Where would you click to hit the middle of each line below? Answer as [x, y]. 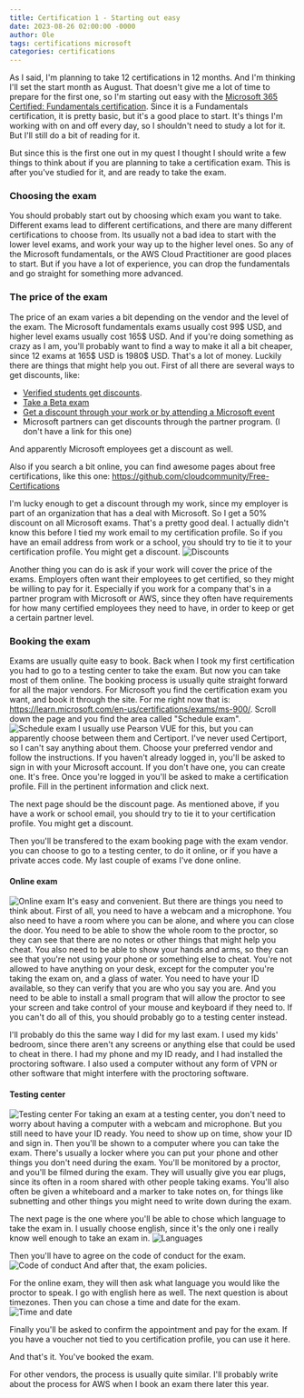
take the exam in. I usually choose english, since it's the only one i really [144, 1229]
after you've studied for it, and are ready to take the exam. [118, 173]
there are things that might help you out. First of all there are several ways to [152, 365]
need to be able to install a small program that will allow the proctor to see [147, 998]
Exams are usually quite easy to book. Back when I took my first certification [152, 661]
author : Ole [32, 35]
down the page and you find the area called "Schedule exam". [125, 719]
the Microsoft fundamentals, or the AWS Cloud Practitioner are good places [151, 255]
